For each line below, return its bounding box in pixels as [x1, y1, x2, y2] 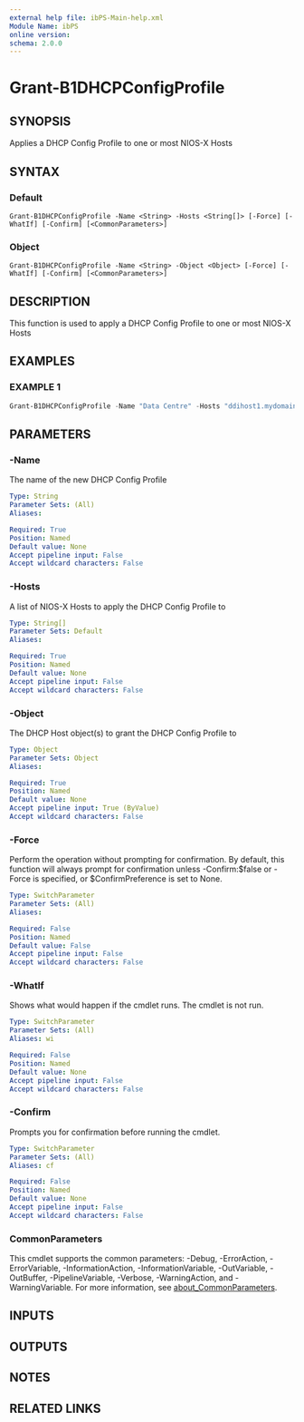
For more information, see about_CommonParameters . [75, 1282, 278, 1293]
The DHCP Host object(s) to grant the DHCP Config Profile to [9, 727, 237, 738]
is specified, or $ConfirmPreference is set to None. [33, 873, 223, 884]
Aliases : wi [9, 1035, 54, 1044]
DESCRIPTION [9, 294, 90, 309]
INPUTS [9, 1308, 54, 1324]
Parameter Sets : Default [9, 627, 103, 636]
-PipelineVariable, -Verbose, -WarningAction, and [49, 1272, 233, 1283]
